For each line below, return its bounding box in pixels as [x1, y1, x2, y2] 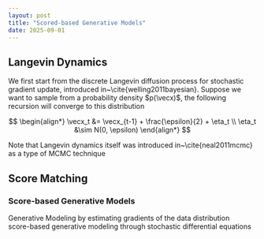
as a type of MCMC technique [8, 149, 106, 159]
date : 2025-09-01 [8, 26, 65, 34]
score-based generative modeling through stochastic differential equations [8, 222, 252, 231]
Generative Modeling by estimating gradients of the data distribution [8, 213, 230, 222]
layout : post [8, 11, 51, 20]
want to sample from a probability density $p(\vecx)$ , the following [8, 93, 227, 103]
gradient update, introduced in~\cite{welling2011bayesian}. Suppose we [8, 84, 242, 95]
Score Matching [8, 171, 88, 185]
